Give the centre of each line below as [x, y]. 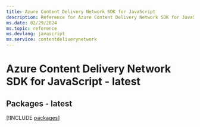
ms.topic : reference [32, 28]
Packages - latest [39, 103]
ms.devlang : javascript [36, 34]
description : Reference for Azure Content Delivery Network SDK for [93, 17]
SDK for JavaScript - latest [74, 82]
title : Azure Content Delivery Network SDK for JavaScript [81, 12]
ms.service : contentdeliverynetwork [51, 39]
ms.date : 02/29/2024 [32, 23]
